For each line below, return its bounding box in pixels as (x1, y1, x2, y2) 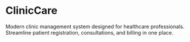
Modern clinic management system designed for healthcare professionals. (5, 23, 185, 30)
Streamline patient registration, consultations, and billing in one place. (5, 29, 174, 36)
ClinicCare (5, 4, 58, 17)
